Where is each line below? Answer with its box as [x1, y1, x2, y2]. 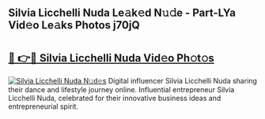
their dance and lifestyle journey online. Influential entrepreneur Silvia [8, 85, 235, 94]
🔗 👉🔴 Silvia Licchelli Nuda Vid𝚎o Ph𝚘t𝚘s [8, 51, 215, 65]
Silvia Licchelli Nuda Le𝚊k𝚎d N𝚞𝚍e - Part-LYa [8, 6, 236, 20]
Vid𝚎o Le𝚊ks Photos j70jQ [8, 19, 140, 32]
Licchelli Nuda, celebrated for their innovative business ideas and [8, 94, 221, 102]
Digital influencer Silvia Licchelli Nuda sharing [108, 76, 257, 85]
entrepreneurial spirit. [8, 102, 79, 111]
